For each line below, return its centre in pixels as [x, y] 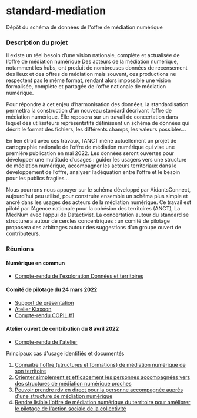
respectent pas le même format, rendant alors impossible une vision [89, 80]
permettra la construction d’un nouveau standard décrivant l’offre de [89, 111]
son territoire [30, 371]
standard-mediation [56, 11]
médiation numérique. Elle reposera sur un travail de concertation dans [92, 117]
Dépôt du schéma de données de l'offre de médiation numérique [84, 27]
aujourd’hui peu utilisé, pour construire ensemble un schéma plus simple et [97, 196]
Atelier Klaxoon [33, 309]
